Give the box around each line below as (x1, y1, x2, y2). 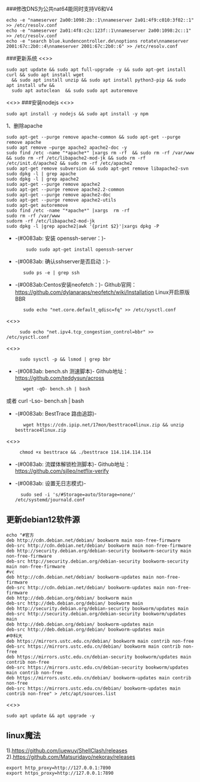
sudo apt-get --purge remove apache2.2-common (6, 187, 125, 193)
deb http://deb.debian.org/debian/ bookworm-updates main (6, 621, 154, 627)
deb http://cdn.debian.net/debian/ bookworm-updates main (6, 574, 154, 580)
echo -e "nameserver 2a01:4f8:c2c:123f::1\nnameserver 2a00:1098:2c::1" (6, 28, 192, 34)
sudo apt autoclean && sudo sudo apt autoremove (11, 88, 138, 94)
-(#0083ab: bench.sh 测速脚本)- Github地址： (14, 368, 129, 375)
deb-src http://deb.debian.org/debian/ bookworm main (6, 600, 144, 606)
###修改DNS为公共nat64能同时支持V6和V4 (6, 5, 114, 12)
